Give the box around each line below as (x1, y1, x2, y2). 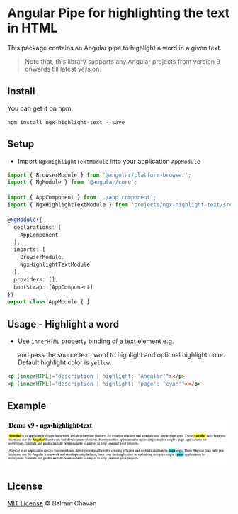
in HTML (7, 20, 58, 36)
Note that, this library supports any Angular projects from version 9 (24, 57, 221, 65)
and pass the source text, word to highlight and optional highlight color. (17, 351, 225, 359)
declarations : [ (13, 223, 62, 231)
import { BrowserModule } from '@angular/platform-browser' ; (7, 172, 192, 179)
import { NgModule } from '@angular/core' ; (7, 179, 138, 186)
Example (7, 400, 47, 412)
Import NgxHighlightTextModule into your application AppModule (17, 157, 200, 165)
